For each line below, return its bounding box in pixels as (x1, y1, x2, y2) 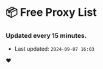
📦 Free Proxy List (5, 5, 97, 20)
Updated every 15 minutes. (5, 32, 87, 40)
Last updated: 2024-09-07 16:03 (14, 45, 95, 53)
